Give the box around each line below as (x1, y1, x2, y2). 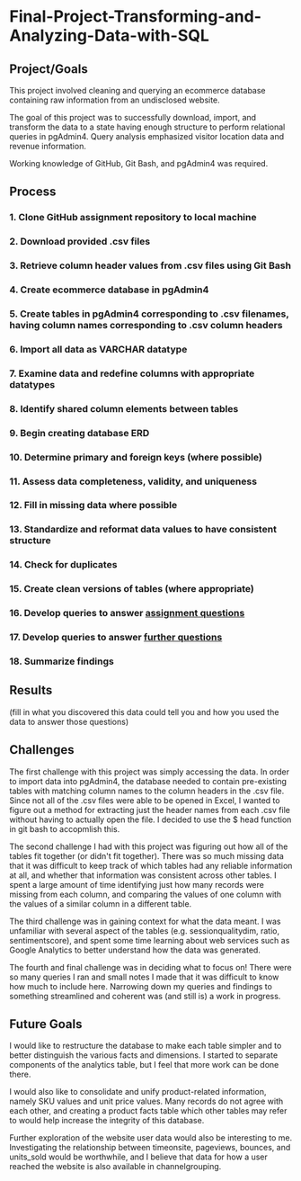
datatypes (9, 378, 56, 390)
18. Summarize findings (9, 655, 114, 667)
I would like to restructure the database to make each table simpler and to (9, 1041, 282, 1051)
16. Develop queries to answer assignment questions (9, 607, 245, 620)
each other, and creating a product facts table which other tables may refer (9, 1105, 288, 1116)
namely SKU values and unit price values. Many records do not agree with (9, 1096, 284, 1107)
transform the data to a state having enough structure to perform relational (9, 121, 286, 132)
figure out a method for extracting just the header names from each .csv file (9, 804, 290, 815)
